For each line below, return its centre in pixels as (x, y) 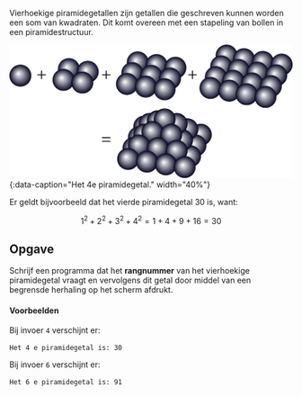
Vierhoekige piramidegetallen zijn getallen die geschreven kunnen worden (147, 13)
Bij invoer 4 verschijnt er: (55, 330)
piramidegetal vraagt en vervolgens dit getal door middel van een (130, 280)
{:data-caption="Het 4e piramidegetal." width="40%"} (110, 184)
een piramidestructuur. (52, 32)
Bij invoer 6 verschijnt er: (55, 364)
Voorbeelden (34, 310)
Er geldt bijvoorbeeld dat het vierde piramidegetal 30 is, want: (124, 202)
